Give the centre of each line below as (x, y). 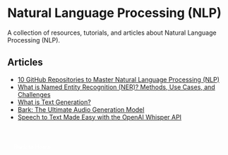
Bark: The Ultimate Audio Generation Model (81, 109)
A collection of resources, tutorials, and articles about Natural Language (112, 33)
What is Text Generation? (54, 102)
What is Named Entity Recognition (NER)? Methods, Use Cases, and (116, 87)
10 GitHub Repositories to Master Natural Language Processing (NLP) (119, 79)
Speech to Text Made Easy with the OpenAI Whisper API (100, 117)
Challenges (34, 94)
